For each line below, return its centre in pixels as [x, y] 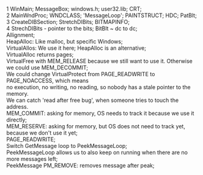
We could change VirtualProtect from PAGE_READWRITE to [81, 74]
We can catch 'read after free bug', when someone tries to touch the [93, 100]
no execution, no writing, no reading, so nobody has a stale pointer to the [98, 87]
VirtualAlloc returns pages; [40, 54]
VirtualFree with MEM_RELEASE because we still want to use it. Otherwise [99, 61]
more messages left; [32, 159]
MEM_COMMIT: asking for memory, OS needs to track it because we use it [100, 113]
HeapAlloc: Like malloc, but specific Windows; [65, 41]
